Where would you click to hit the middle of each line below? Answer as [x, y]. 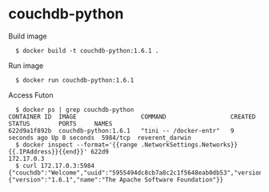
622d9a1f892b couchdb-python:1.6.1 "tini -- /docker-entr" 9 [121, 130]
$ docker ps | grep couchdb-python [75, 110]
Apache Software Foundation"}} [171, 180]
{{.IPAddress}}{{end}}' [48, 152]
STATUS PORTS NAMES [60, 124]
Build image [28, 36]
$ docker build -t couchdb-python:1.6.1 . [87, 50]
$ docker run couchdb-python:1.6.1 [75, 80]
